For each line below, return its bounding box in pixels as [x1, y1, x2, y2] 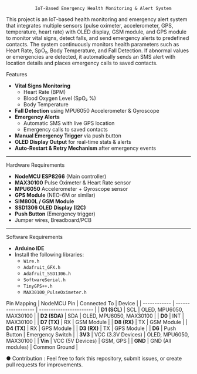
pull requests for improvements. [6, 361, 83, 368]
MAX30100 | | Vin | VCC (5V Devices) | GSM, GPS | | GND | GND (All [6, 338, 172, 344]
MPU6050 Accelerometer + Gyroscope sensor [14, 186, 128, 192]
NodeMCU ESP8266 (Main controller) [14, 173, 107, 180]
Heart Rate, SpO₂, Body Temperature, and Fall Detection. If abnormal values [6, 47, 189, 54]
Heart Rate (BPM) [23, 89, 66, 95]
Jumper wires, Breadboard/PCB [14, 217, 92, 223]
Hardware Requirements [6, 161, 65, 169]
